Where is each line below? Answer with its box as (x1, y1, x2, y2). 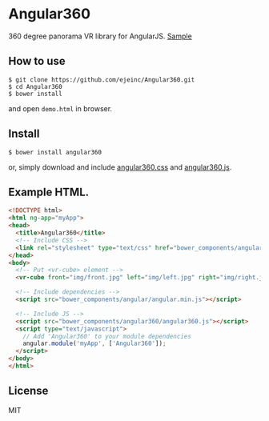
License (8, 384, 49, 398)
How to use (8, 54, 66, 68)
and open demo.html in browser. (8, 103, 113, 113)
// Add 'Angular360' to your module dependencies (22, 332, 192, 340)
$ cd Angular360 (8, 82, 62, 90)
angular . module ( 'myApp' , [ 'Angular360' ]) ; (22, 339, 167, 348)
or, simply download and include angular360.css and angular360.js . (8, 162, 232, 172)
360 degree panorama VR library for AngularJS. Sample (8, 31, 192, 41)
